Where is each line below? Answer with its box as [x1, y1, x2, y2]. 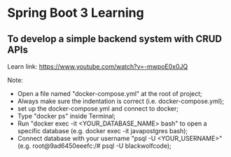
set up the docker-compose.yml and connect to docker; [17, 104, 178, 113]
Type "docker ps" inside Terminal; [17, 112, 116, 120]
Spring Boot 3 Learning [7, 5, 145, 21]
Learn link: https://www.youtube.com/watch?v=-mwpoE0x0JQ [7, 62, 188, 71]
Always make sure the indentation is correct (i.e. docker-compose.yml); [17, 97, 224, 105]
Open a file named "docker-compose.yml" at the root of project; [17, 90, 203, 97]
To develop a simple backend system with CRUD [7, 33, 223, 45]
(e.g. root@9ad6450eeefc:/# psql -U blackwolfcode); [17, 142, 171, 150]
